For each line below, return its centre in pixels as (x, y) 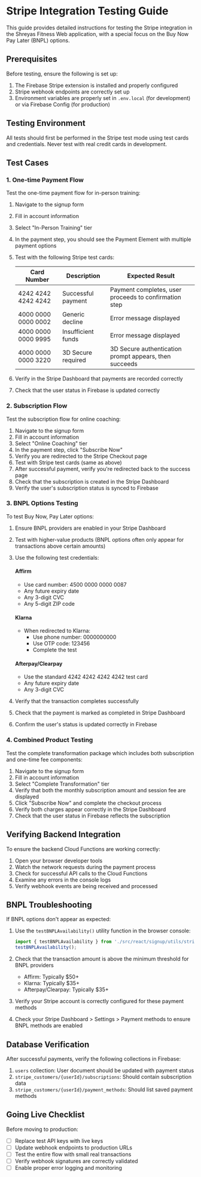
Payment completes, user (146, 290)
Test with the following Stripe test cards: (65, 257)
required (74, 360)
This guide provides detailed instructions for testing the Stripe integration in (99, 28)
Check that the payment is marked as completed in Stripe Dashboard (100, 713)
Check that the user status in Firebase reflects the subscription (92, 816)
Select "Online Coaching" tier (51, 443)
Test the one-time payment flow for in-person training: (73, 193)
